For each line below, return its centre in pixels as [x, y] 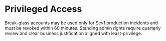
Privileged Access [43, 9]
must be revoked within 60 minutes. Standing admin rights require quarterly [83, 28]
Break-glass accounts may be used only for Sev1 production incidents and [81, 23]
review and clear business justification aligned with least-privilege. [73, 33]
